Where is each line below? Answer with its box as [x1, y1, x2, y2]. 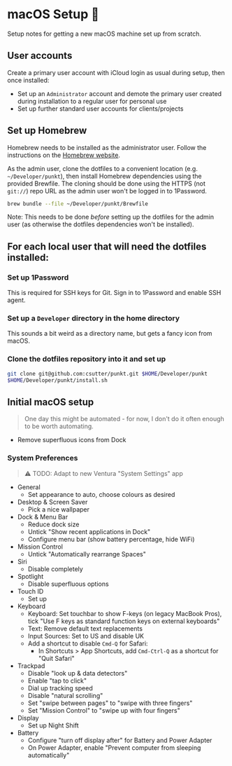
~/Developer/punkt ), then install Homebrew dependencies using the [7, 172, 202, 180]
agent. [7, 296, 26, 304]
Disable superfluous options [27, 580, 110, 588]
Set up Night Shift [27, 721, 79, 730]
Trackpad [17, 662, 45, 670]
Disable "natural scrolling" [27, 691, 103, 699]
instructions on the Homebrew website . [7, 151, 121, 159]
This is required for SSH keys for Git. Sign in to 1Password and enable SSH [7, 289, 222, 297]
